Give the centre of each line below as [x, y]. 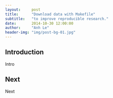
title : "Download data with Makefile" [50, 14]
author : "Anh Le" [27, 28]
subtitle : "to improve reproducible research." [57, 19]
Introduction [25, 52]
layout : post [23, 10]
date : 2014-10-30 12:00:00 [39, 23]
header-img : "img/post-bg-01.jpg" [41, 32]
